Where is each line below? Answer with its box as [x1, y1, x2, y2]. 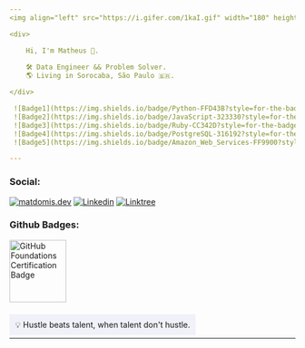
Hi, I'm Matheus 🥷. [25, 46, 100, 55]
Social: [9, 176, 41, 188]
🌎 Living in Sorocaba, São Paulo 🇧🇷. [25, 72, 175, 81]
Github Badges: [9, 218, 80, 231]
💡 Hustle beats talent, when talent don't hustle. [15, 319, 191, 330]
